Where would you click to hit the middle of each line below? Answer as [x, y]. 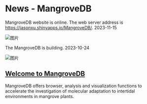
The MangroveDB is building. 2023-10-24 [47, 48]
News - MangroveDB [49, 9]
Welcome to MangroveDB [45, 74]
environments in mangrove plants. [40, 96]
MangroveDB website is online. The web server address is [64, 22]
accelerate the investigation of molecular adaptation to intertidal [70, 91]
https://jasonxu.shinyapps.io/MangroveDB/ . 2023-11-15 [61, 27]
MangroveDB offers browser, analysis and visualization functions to [73, 86]
